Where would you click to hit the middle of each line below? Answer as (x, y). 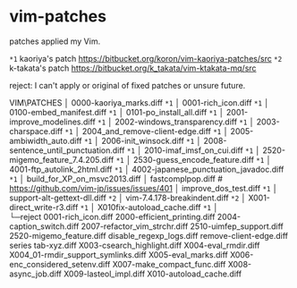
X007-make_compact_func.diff (169, 264)
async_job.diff (36, 274)
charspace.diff (36, 131)
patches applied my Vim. (55, 41)
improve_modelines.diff (52, 122)
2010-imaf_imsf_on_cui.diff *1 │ (203, 150)
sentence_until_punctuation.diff (67, 150)
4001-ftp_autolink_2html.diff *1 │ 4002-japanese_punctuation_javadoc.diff (147, 169)
